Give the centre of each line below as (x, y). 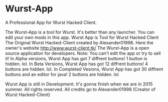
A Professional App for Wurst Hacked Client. (51, 22)
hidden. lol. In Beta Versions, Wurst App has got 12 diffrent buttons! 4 (77, 64)
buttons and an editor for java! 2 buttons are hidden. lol (62, 74)
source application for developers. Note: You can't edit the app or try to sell (83, 53)
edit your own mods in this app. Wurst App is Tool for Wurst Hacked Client (82, 37)
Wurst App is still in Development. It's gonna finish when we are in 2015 (79, 84)
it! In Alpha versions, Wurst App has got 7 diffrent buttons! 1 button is (76, 58)
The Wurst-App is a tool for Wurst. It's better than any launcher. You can (80, 32)
